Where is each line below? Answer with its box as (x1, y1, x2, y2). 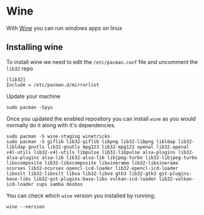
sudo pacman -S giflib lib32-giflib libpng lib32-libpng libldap (6, 138, 175, 144)
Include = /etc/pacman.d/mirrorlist (6, 82, 99, 88)
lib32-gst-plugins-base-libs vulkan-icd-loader (33, 175, 157, 182)
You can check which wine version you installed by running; (6, 192, 156, 199)
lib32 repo (6, 65, 33, 72)
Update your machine (6, 93, 61, 100)
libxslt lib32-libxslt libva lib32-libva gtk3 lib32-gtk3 (6, 171, 157, 177)
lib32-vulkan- (158, 175, 195, 182)
